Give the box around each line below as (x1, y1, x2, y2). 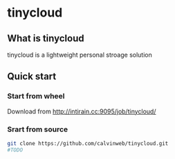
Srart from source (7, 124, 68, 134)
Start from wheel (7, 91, 65, 101)
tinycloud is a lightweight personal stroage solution (7, 50, 152, 59)
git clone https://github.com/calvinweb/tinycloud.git (7, 140, 169, 147)
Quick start (7, 71, 57, 82)
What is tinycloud (7, 32, 84, 44)
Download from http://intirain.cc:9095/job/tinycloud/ (7, 107, 156, 115)
